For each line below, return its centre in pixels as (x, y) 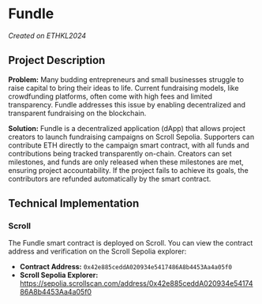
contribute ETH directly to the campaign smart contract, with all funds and (129, 145)
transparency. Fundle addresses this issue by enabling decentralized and (127, 104)
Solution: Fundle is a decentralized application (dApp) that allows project (127, 128)
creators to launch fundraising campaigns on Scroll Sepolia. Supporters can (131, 137)
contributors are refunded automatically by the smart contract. (110, 178)
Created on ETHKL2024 (47, 36)
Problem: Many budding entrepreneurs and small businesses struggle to (126, 79)
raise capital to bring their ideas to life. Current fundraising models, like (124, 88)
